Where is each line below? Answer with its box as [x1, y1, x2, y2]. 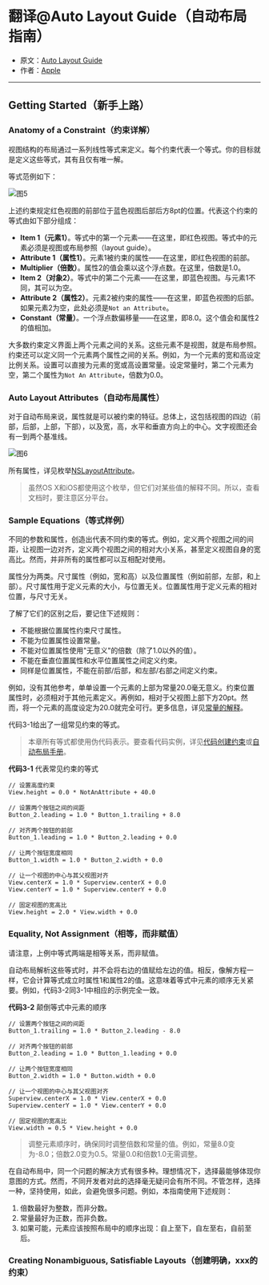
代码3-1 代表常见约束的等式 [8, 764, 98, 774]
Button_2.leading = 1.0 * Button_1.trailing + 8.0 [8, 811, 181, 819]
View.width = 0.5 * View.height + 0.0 [8, 1124, 138, 1132]
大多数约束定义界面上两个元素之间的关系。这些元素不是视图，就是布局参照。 [8, 340, 261, 350]
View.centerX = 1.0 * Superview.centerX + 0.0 [8, 879, 167, 887]
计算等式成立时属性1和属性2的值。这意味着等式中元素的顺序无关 [35, 975, 247, 984]
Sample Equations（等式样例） [8, 515, 130, 526]
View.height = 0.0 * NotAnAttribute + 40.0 [8, 789, 156, 797]
